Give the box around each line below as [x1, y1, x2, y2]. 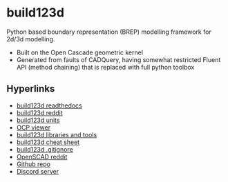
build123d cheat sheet [16, 138, 80, 146]
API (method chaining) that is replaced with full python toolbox [16, 63, 195, 71]
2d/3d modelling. [6, 34, 55, 43]
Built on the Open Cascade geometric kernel [16, 48, 143, 57]
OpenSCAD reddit [16, 152, 68, 161]
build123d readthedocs [16, 101, 82, 110]
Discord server [16, 167, 59, 175]
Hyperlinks [6, 83, 55, 94]
